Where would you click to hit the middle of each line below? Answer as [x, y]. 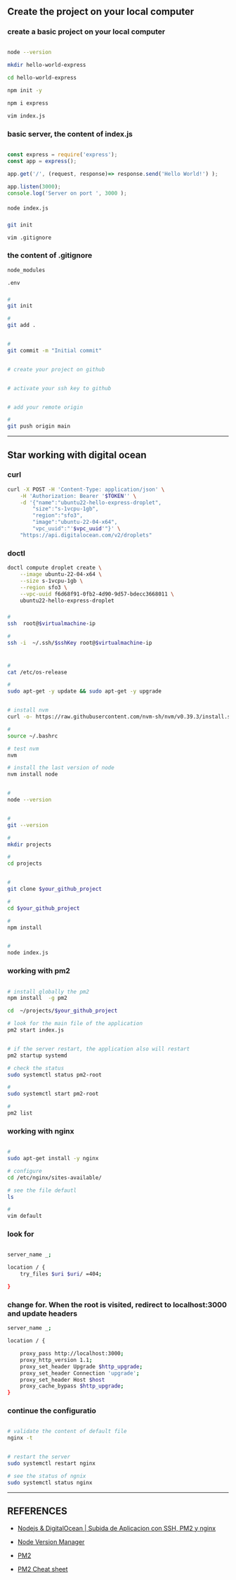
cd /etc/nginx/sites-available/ [54, 1177]
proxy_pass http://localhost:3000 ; [72, 1354]
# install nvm [28, 710]
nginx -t [20, 1438]
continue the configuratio [52, 1411]
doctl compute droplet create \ [54, 568]
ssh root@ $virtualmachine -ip [52, 624]
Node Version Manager [51, 1541]
